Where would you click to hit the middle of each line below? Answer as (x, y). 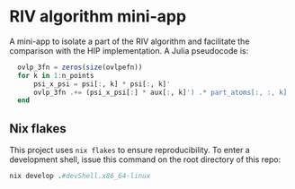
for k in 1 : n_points (56, 75)
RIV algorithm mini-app (98, 17)
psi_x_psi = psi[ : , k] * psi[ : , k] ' (102, 84)
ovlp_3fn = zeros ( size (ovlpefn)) (80, 67)
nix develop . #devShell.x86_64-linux (80, 176)
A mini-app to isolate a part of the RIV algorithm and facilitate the (130, 41)
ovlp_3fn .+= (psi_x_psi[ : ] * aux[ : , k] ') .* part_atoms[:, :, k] (160, 92)
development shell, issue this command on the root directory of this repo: (145, 159)
